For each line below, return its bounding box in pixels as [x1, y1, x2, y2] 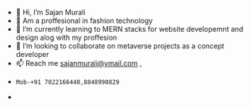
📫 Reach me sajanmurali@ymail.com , [15, 59, 142, 67]
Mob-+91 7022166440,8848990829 [15, 78, 120, 86]
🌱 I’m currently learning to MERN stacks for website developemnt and [15, 25, 244, 33]
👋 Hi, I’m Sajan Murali [15, 8, 86, 17]
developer [15, 50, 49, 59]
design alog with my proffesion [15, 32, 118, 42]
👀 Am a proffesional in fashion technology [15, 16, 153, 25]
